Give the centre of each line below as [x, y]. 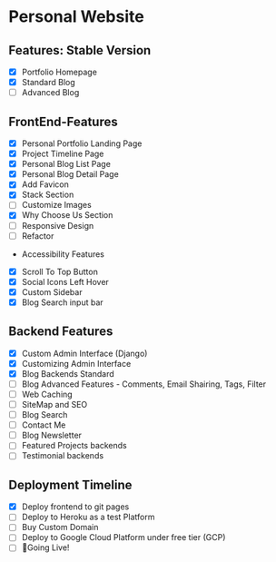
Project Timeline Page [63, 154]
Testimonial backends [63, 456]
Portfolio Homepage [59, 72]
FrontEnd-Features [64, 121]
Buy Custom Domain [60, 527]
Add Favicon [45, 184]
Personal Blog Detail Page [70, 174]
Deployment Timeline [70, 484]
